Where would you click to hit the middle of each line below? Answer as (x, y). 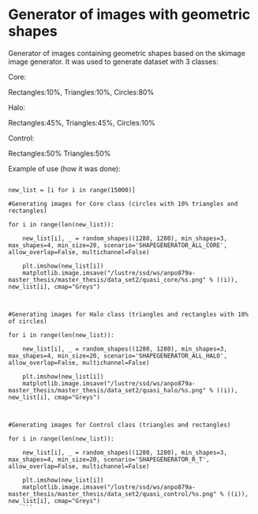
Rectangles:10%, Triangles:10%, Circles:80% (81, 92)
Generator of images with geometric (129, 15)
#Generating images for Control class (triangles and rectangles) (120, 425)
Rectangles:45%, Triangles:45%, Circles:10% (82, 122)
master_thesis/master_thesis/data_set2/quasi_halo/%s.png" (107, 390)
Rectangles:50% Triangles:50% (60, 153)
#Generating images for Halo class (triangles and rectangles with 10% (128, 314)
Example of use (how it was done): (64, 168)
